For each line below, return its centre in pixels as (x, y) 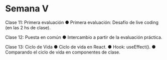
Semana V (27, 9)
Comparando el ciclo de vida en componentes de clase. (63, 52)
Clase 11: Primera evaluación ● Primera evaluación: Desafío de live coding (82, 22)
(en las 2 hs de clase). (28, 27)
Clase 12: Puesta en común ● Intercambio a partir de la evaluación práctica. (84, 37)
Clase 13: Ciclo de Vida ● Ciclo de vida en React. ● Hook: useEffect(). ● (80, 47)
